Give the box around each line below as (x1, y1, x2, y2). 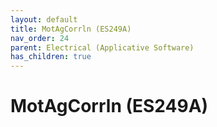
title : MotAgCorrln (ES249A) (10, 24, 132, 34)
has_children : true (10, 52, 92, 62)
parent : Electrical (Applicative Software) (10, 42, 195, 53)
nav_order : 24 (10, 33, 70, 43)
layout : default (10, 14, 78, 25)
